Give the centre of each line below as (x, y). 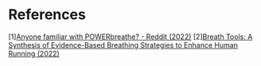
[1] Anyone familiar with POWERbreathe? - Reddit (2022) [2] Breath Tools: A (130, 37)
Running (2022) (34, 53)
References (47, 15)
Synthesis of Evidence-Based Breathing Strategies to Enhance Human (123, 45)
